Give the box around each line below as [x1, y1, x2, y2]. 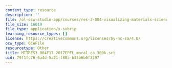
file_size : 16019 [5, 21, 42, 27]
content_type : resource [5, 7, 56, 13]
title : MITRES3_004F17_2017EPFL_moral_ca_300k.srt [5, 50, 116, 55]
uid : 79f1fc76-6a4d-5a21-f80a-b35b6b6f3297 [5, 55, 100, 60]
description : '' [5, 12, 40, 17]
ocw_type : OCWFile [5, 41, 45, 46]
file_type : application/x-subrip [5, 27, 77, 32]
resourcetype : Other [5, 46, 50, 51]
